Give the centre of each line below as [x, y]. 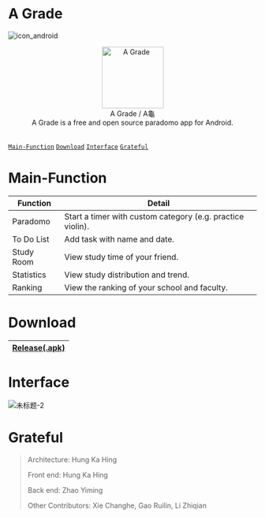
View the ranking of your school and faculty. [146, 287]
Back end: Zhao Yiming [65, 490]
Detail [159, 203]
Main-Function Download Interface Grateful [78, 147]
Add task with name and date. [119, 239]
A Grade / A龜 [132, 113]
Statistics [29, 275]
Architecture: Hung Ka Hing [72, 460]
